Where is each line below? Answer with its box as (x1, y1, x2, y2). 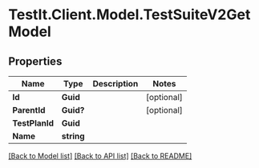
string (61, 130, 86, 142)
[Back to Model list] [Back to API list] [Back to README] (8, 151, 192, 161)
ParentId (12, 105, 46, 115)
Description (92, 78, 139, 89)
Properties (8, 54, 63, 68)
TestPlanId (12, 118, 55, 129)
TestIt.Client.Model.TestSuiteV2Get (8, 6, 251, 24)
